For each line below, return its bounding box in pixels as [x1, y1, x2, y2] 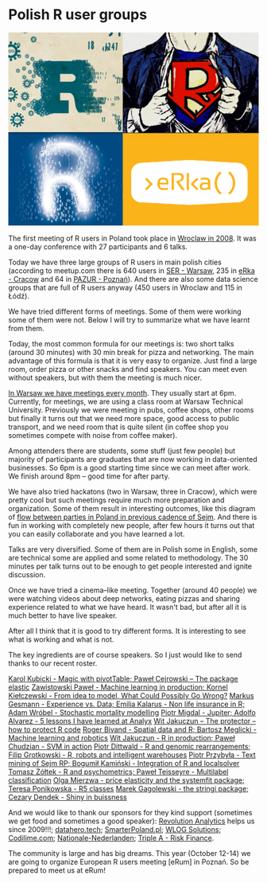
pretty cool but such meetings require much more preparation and [8, 495, 225, 505]
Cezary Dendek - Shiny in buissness [8, 792, 127, 802]
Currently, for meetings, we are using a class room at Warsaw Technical [8, 397, 244, 407]
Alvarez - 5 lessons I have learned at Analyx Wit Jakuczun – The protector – [8, 717, 257, 726]
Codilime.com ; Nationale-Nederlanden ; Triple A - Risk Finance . [8, 834, 215, 843]
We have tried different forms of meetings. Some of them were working [8, 307, 242, 316]
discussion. [8, 570, 46, 580]
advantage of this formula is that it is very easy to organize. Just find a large [8, 356, 257, 365]
